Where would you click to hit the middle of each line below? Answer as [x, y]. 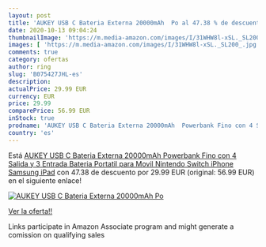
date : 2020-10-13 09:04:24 [53, 30]
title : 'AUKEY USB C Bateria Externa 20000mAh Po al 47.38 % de [118, 23]
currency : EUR [32, 96]
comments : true [33, 52]
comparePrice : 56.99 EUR [49, 111]
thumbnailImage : [35, 37]
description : [30, 81]
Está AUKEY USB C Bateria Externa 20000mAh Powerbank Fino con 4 [122, 155]
